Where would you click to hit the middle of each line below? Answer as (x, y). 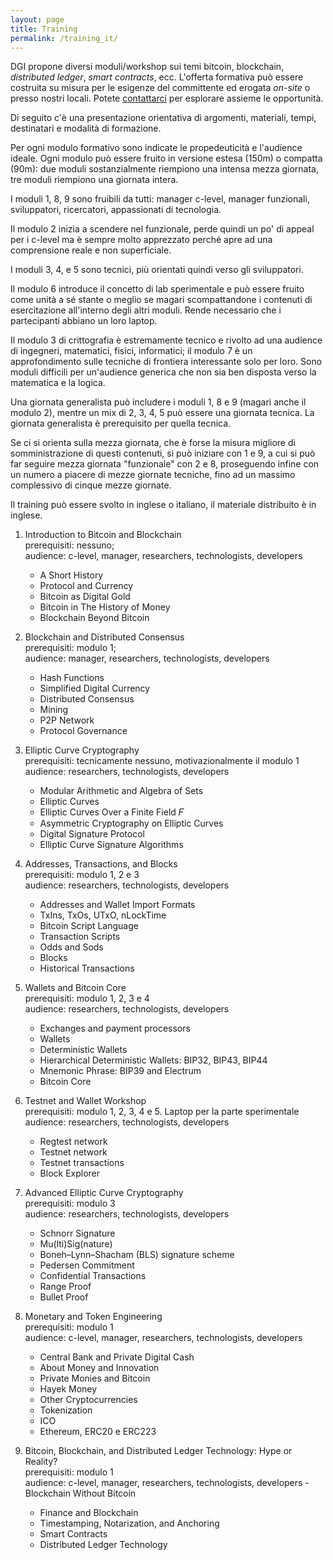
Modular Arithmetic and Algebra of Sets (121, 791)
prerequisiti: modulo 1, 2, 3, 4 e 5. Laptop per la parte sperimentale (162, 1112)
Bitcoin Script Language (89, 926)
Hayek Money (68, 1389)
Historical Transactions (87, 968)
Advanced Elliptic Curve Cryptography (104, 1193)
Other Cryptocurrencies (88, 1400)
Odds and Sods (71, 947)
